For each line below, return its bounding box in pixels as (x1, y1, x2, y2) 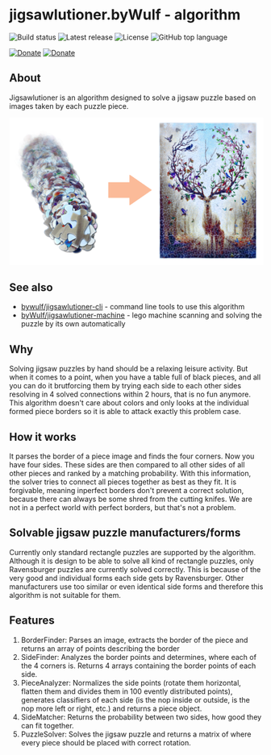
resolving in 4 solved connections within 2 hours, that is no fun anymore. (9, 389, 251, 400)
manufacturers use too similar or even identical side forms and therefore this (9, 582, 264, 591)
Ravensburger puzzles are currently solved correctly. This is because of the (9, 564, 261, 574)
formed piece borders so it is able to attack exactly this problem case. (9, 407, 241, 417)
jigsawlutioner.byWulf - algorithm (9, 6, 241, 24)
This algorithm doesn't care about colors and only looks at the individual (9, 398, 249, 408)
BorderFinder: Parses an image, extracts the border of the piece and (20, 635, 248, 645)
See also (9, 280, 53, 294)
